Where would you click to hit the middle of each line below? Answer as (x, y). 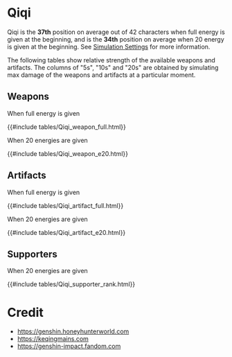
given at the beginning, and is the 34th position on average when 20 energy (116, 39)
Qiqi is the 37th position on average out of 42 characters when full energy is (116, 32)
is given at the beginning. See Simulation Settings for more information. (109, 46)
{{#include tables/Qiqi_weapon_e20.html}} (68, 153)
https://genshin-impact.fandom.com (69, 346)
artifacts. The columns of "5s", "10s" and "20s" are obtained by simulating (113, 67)
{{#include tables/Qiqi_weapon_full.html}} (67, 127)
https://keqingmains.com (53, 339)
